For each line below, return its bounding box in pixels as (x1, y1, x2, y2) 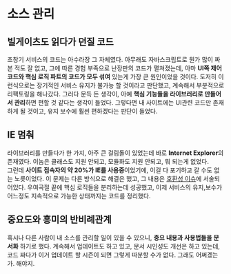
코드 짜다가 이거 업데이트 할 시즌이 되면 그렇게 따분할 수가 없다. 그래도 (7, 251, 194, 259)
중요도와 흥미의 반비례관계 (7, 214, 112, 226)
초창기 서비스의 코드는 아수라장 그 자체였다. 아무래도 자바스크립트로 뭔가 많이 (7, 56, 214, 63)
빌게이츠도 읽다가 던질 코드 (7, 36, 114, 48)
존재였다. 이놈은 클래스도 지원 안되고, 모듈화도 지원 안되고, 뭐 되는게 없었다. (7, 157, 209, 165)
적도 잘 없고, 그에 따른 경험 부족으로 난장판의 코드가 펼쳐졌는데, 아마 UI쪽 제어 (14, 64, 222, 72)
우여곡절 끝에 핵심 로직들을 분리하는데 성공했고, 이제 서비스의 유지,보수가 (27, 183, 223, 191)
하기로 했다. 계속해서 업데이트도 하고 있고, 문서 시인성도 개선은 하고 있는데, (19, 242, 221, 250)
